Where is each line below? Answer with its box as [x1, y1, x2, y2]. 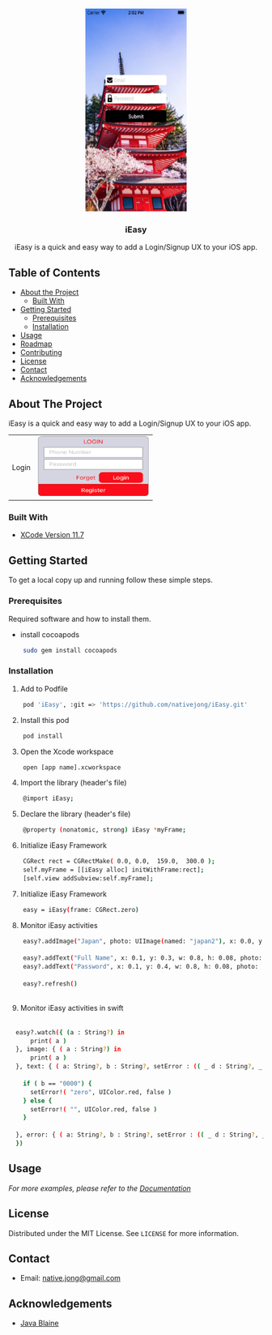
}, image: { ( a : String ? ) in [15, 1046, 121, 1054]
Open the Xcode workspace [19, 747, 114, 756]
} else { [23, 1097, 53, 1105]
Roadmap [19, 339, 53, 349]
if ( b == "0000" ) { [23, 1079, 92, 1088]
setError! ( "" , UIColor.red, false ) [29, 1105, 158, 1114]
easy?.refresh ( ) [23, 980, 79, 988]
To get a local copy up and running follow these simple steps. [8, 576, 213, 585]
